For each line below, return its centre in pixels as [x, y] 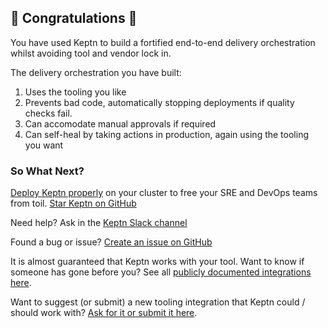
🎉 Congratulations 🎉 [74, 18]
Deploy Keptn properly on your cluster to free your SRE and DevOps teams [164, 193]
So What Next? [47, 171]
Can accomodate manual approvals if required [120, 123]
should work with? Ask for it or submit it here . [104, 313]
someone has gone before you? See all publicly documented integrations [161, 272]
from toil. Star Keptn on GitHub [73, 203]
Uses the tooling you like [75, 92]
